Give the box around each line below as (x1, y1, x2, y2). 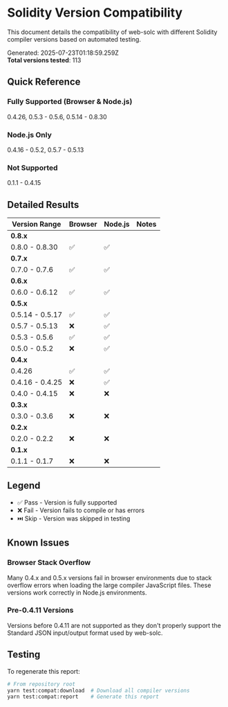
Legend (7, 480, 41, 491)
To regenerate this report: (7, 667, 81, 675)
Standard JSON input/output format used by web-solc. (7, 629, 163, 637)
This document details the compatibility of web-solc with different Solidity (7, 28, 218, 36)
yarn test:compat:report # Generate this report (7, 693, 159, 701)
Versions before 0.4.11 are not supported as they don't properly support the (7, 621, 221, 629)
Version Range (11, 220, 61, 229)
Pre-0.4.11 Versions (7, 605, 74, 615)
